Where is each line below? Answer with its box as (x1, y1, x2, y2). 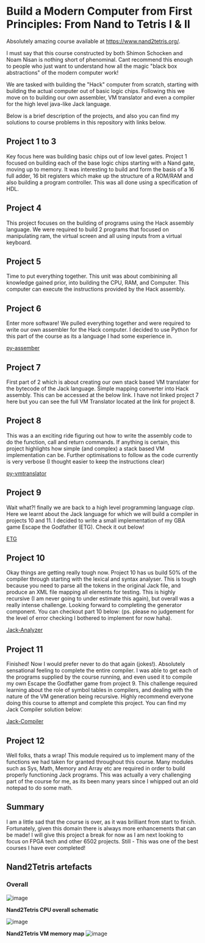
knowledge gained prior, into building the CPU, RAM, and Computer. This (6, 279, 189, 286)
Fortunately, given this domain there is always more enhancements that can (6, 824, 196, 832)
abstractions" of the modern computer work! (6, 69, 119, 76)
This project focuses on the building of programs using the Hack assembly (6, 219, 194, 226)
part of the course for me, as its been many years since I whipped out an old (6, 778, 198, 785)
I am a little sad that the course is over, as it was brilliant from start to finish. (6, 818, 196, 826)
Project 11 (6, 644, 43, 654)
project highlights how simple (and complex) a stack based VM (6, 445, 165, 452)
